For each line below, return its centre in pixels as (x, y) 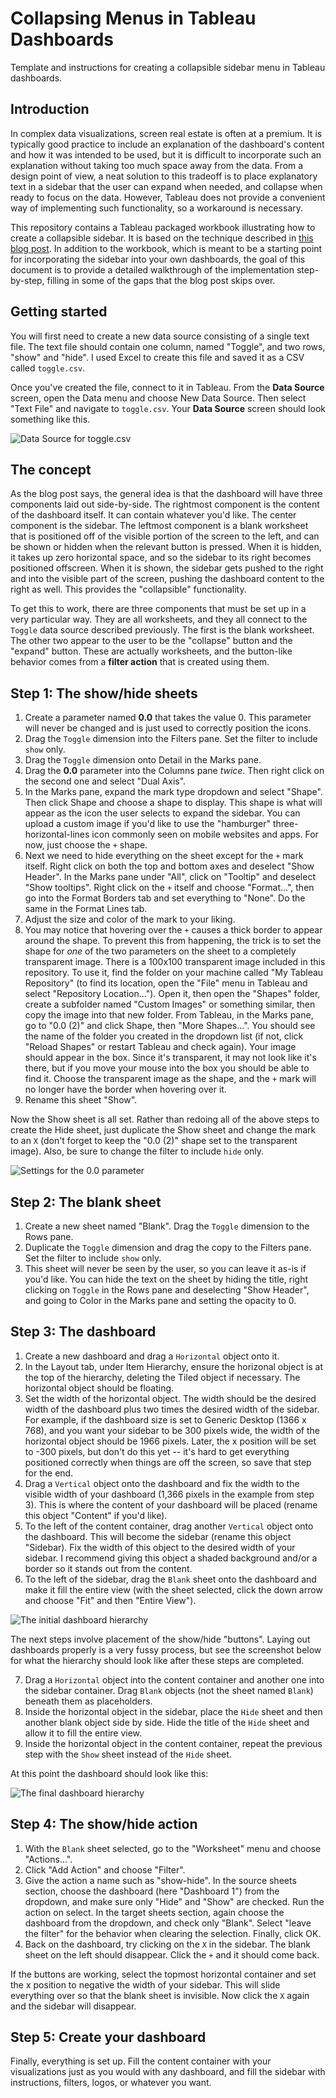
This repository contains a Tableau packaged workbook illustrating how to (163, 227)
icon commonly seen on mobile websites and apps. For (205, 834)
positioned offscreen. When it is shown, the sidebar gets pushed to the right (167, 568)
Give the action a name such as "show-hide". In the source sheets (160, 1880)
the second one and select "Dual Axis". (105, 781)
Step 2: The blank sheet (86, 1202)
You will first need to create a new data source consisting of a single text (160, 336)
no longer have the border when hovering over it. (125, 1089)
